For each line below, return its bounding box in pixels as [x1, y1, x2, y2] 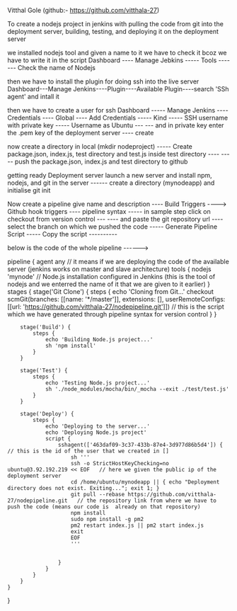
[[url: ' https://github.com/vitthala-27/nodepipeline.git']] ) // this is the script [7, 302, 224, 311]
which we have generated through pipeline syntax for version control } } [7, 310, 217, 318]
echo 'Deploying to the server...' [45, 423, 151, 430]
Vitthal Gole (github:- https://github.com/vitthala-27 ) [7, 6, 160, 14]
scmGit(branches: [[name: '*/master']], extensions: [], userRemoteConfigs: [7, 295, 226, 303]
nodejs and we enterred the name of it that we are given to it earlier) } [7, 280, 211, 288]
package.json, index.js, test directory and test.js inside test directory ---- [7, 150, 220, 158]
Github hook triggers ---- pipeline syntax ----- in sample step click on [7, 207, 211, 215]
